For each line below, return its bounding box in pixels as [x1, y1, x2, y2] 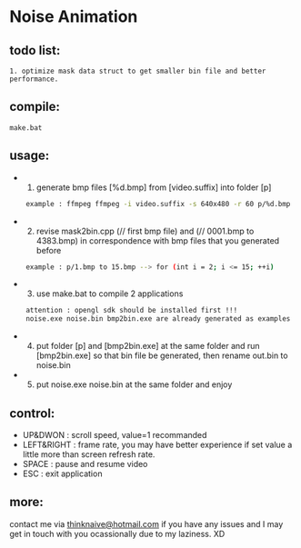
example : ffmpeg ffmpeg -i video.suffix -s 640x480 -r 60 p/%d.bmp [25, 199, 291, 208]
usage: [9, 148, 50, 164]
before [35, 244, 62, 255]
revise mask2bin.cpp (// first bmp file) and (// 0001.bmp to [35, 225, 255, 236]
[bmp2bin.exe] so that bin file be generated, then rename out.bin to [35, 350, 288, 361]
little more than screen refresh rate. [22, 448, 156, 460]
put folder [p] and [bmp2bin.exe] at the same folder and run [35, 341, 261, 352]
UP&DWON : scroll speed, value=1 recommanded [22, 429, 207, 440]
